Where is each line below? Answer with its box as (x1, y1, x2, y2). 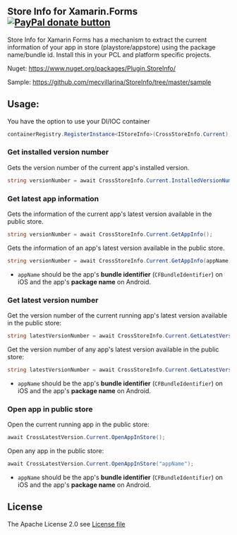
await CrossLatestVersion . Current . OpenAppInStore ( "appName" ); (7, 460, 194, 467)
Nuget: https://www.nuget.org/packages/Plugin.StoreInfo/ (7, 64, 176, 73)
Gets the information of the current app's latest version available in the (7, 210, 212, 218)
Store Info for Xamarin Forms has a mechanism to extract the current (7, 35, 207, 44)
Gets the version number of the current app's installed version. (7, 163, 190, 172)
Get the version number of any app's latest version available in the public (7, 345, 219, 354)
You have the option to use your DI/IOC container (7, 116, 150, 126)
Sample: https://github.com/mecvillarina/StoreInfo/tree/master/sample (7, 78, 212, 86)
